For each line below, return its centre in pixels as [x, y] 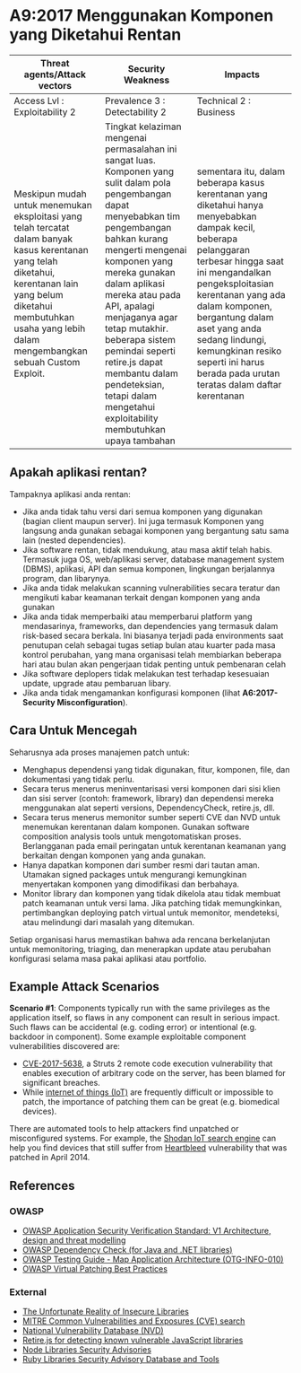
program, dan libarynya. [66, 578]
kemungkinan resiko [239, 351]
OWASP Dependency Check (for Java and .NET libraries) [127, 1250]
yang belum [39, 294]
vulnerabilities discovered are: [65, 1046]
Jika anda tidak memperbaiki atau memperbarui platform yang [137, 617]
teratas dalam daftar [239, 384]
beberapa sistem [140, 339]
